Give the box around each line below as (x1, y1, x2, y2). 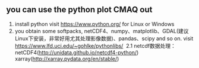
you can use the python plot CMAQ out (6, 5, 153, 15)
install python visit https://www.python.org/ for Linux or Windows (14, 20, 175, 27)
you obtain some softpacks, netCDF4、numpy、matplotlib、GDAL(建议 (14, 27, 189, 34)
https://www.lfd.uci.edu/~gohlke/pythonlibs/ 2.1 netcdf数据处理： (14, 42, 176, 49)
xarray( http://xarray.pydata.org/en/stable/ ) (14, 55, 119, 62)
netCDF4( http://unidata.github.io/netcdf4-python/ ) (14, 48, 139, 56)
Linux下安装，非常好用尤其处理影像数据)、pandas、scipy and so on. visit (14, 35, 194, 42)
